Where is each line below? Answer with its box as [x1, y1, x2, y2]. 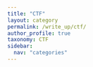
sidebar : [7, 43, 33, 50]
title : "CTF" [7, 10, 46, 17]
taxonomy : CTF [7, 36, 49, 43]
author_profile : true [7, 29, 71, 37]
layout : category [7, 17, 58, 24]
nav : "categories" [13, 50, 68, 57]
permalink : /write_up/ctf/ [7, 23, 87, 30]
